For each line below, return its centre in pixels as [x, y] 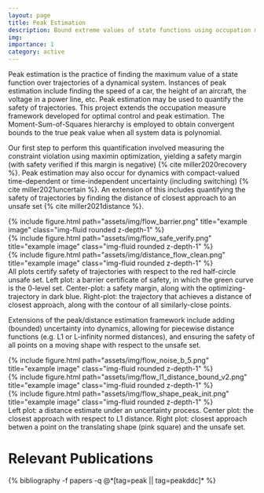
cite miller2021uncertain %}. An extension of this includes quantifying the [127, 190]
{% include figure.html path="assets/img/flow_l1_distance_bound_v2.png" [128, 377]
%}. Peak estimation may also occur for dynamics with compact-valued [124, 173]
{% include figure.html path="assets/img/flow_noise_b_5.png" [109, 360]
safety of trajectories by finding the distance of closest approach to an [122, 198]
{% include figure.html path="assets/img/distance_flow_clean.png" [117, 255]
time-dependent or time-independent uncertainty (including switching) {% [128, 181]
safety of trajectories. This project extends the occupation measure [117, 108]
